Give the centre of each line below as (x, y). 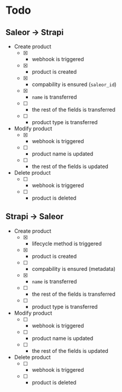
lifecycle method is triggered (67, 244)
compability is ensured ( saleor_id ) (74, 84)
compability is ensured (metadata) (74, 268)
